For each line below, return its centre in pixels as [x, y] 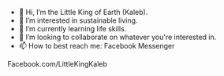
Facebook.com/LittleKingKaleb [58, 64]
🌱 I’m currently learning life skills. [73, 29]
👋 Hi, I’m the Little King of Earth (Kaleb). [83, 12]
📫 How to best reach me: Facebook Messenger [97, 46]
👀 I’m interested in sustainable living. [78, 20]
